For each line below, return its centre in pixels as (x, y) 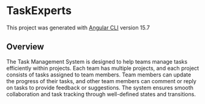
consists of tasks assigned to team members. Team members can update (99, 75)
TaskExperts (39, 11)
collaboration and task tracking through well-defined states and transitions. (101, 94)
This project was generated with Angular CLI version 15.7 (78, 28)
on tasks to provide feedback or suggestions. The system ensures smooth (100, 87)
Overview (25, 47)
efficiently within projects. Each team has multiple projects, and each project (103, 68)
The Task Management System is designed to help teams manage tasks (97, 61)
